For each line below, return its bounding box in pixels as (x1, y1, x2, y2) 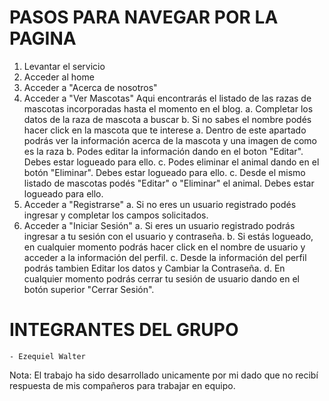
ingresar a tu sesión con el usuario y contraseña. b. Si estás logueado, (23, 230, 314, 242)
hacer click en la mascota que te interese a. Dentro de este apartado (23, 124, 307, 136)
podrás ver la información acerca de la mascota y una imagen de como (23, 134, 317, 146)
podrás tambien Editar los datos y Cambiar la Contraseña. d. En (23, 262, 286, 274)
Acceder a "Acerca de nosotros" (23, 81, 158, 93)
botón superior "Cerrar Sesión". (23, 283, 155, 295)
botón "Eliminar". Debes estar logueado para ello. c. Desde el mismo (23, 166, 306, 178)
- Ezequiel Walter (9, 351, 86, 361)
